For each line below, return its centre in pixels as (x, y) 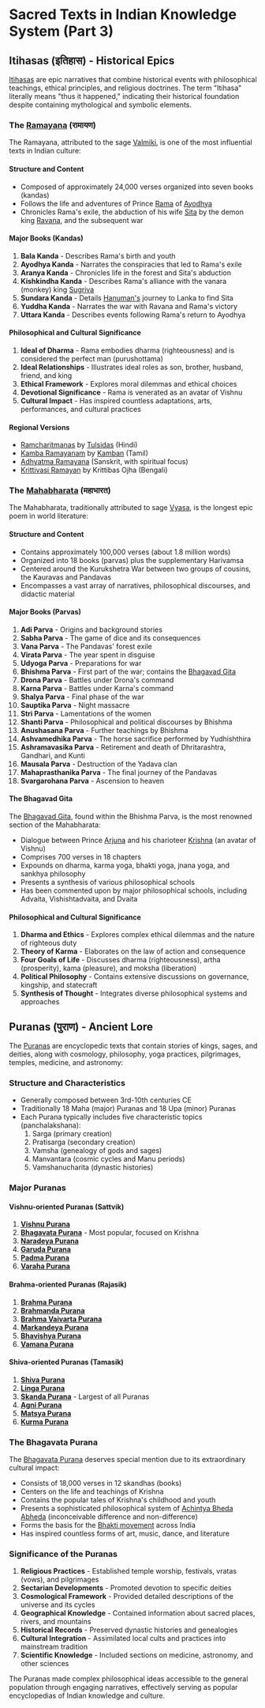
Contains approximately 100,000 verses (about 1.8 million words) (125, 552)
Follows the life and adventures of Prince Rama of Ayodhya (116, 203)
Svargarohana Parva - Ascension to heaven (92, 780)
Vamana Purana (47, 1344)
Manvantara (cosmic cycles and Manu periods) (108, 1159)
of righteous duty (49, 943)
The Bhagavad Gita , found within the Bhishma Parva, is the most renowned (131, 817)
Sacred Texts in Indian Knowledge (123, 15)
